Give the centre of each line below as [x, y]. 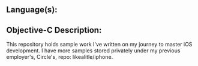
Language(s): [32, 10]
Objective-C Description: [54, 30]
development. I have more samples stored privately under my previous [93, 51]
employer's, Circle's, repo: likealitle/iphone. [60, 57]
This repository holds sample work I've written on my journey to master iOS [99, 45]
